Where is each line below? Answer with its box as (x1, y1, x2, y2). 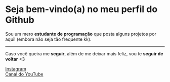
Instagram (5, 65, 26, 71)
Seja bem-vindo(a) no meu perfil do (5, 4, 158, 15)
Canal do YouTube (5, 71, 44, 77)
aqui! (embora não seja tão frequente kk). (5, 36, 92, 42)
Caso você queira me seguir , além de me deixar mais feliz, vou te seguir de (5, 50, 163, 56)
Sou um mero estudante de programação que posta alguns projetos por (5, 31, 157, 37)
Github (5, 14, 34, 26)
